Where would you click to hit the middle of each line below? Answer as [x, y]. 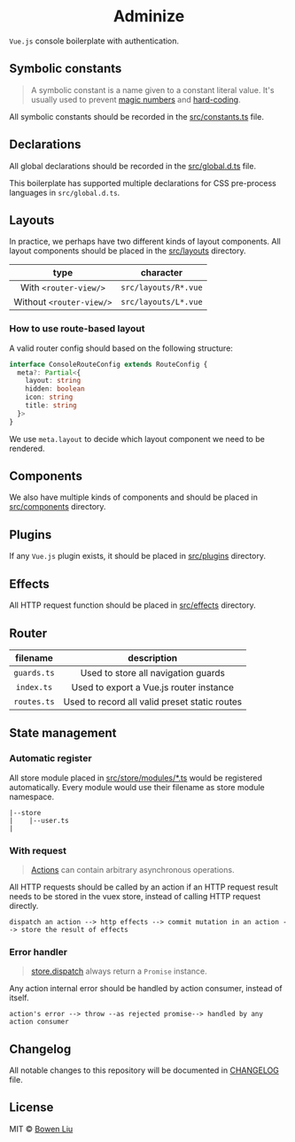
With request [38, 851]
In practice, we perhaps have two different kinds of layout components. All [145, 242]
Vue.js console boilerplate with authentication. [94, 41]
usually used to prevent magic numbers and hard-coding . [136, 99]
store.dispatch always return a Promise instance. [119, 971]
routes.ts [34, 701]
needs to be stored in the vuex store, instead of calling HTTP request [135, 896]
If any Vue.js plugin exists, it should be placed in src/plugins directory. [138, 556]
